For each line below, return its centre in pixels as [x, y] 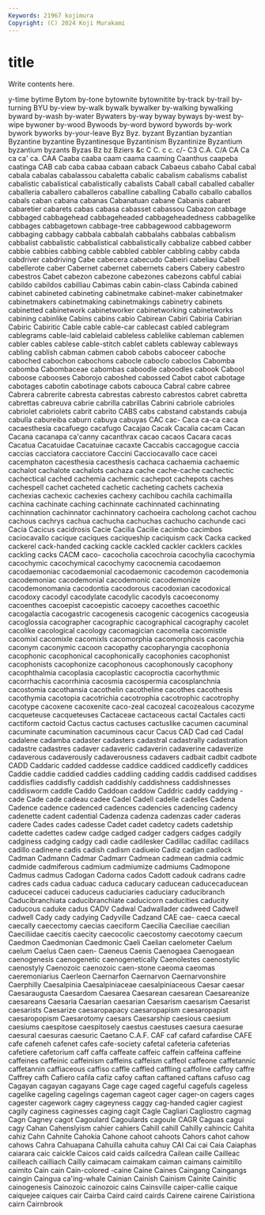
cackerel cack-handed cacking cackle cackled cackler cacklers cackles [125, 546]
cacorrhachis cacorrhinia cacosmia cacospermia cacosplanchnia [115, 681]
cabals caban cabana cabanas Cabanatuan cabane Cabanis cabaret [119, 201]
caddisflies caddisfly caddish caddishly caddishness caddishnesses [119, 782]
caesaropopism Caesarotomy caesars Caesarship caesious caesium [119, 1019]
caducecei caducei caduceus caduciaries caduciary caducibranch [117, 892]
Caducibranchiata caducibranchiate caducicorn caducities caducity [119, 901]
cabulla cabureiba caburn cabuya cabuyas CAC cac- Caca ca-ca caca [123, 420]
